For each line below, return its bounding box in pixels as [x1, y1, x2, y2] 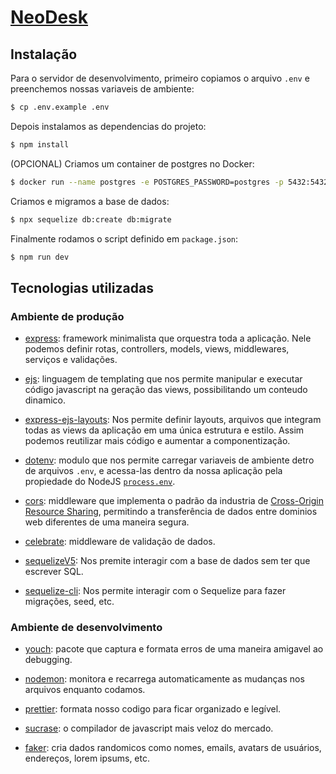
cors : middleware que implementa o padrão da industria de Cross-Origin [24, 495, 324, 507]
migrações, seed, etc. [24, 596, 115, 608]
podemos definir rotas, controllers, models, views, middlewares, [24, 343, 290, 355]
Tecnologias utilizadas [10, 279, 154, 296]
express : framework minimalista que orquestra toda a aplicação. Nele [24, 332, 312, 345]
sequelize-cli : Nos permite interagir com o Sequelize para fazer [24, 585, 287, 597]
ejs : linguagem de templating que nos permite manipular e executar [24, 373, 303, 385]
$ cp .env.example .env [10, 102, 110, 112]
